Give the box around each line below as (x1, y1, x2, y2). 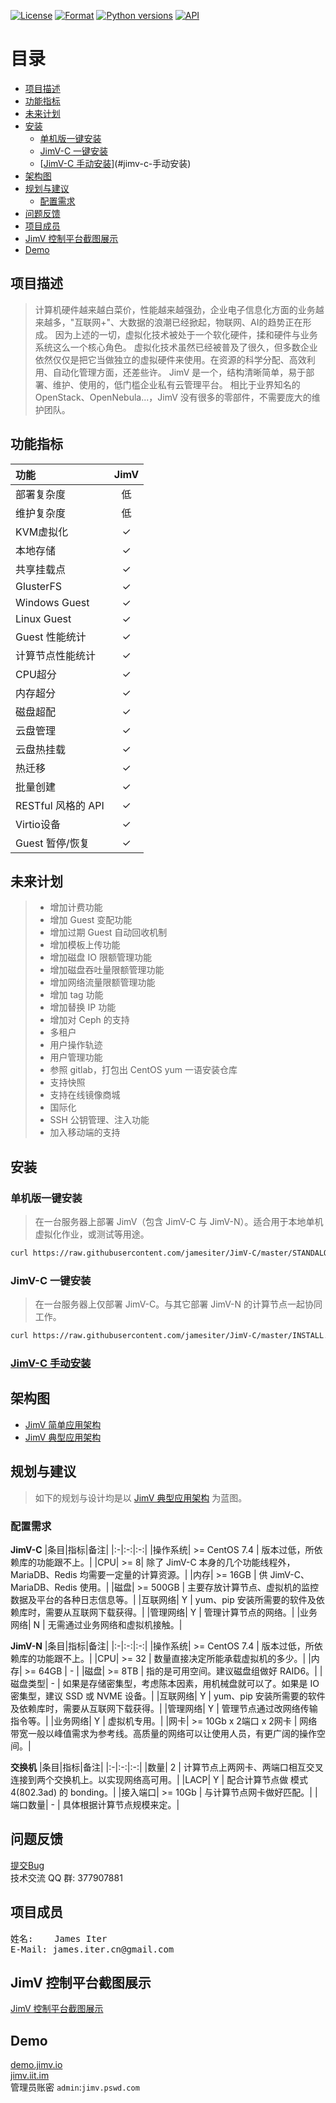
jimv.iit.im (10, 2070, 50, 2082)
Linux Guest (15, 611, 72, 625)
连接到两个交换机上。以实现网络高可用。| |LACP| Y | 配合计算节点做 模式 (10, 1773, 309, 1785)
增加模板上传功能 (49, 939, 121, 951)
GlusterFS (15, 579, 63, 593)
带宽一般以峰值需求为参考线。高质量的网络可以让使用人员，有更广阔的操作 (10, 1727, 317, 1739)
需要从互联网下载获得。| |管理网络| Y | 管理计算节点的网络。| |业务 (44, 1606, 318, 1618)
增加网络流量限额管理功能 (49, 976, 156, 989)
